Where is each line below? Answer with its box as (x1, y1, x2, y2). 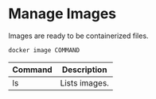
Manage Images (8, 5, 117, 23)
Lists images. (60, 77, 110, 88)
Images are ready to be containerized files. (8, 31, 149, 40)
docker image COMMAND (8, 46, 80, 54)
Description (61, 64, 107, 75)
